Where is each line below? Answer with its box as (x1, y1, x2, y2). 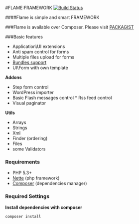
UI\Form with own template (12, 65, 68, 70)
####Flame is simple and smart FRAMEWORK (5, 14, 100, 20)
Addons (5, 74, 22, 80)
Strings (12, 125, 27, 130)
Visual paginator (12, 100, 46, 106)
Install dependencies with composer (5, 204, 82, 210)
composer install (5, 214, 41, 219)
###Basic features (5, 34, 43, 39)
